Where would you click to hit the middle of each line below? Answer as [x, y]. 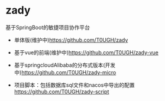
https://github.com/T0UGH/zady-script [62, 92]
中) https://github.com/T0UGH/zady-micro [65, 72]
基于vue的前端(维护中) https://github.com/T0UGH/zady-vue [86, 52]
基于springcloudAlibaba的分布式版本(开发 [65, 65]
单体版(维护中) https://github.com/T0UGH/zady [71, 40]
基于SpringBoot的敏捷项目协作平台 [48, 27]
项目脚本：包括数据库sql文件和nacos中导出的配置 [75, 85]
